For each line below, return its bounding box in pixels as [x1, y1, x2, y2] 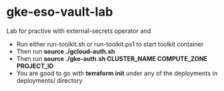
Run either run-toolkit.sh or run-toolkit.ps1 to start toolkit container [16, 40, 204, 48]
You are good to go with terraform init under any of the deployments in [16, 69, 218, 77]
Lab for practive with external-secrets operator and [6, 27, 151, 35]
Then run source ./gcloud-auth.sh [16, 47, 116, 55]
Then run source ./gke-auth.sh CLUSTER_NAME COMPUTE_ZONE [16, 54, 208, 62]
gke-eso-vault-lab [6, 4, 114, 20]
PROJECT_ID [16, 62, 54, 70]
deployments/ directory [16, 76, 83, 84]
